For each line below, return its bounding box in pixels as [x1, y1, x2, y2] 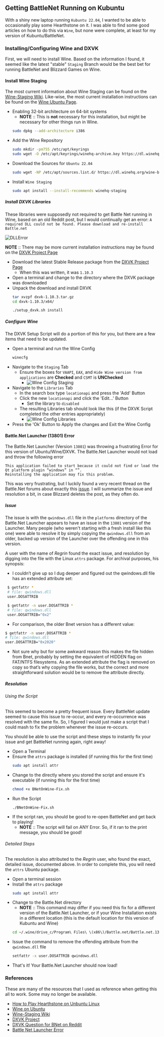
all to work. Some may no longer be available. [5, 991, 97, 997]
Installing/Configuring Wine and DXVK [5, 45, 99, 52]
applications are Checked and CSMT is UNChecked [19, 374, 123, 380]
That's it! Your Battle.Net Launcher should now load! [12, 962, 117, 968]
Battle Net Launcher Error [12, 1027, 64, 1033]
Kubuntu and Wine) [19, 921, 59, 926]
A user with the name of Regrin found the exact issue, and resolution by [5, 550, 150, 557]
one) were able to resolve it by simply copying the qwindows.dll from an [5, 531, 150, 536]
